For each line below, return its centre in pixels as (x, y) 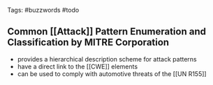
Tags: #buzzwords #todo (43, 10)
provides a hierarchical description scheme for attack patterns (107, 59)
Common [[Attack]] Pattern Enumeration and (106, 31)
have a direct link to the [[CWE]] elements (78, 66)
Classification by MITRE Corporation (88, 42)
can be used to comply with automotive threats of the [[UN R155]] (112, 74)
